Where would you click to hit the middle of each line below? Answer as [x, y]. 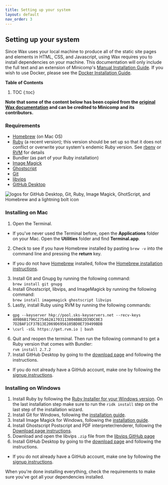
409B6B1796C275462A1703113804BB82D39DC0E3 [57, 319]
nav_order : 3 [19, 19]
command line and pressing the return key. [57, 253]
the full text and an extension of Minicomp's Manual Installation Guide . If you [84, 68]
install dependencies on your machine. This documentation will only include [83, 62]
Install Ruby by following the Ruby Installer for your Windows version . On [88, 399]
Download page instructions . [42, 431]
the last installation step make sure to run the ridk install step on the [85, 404]
